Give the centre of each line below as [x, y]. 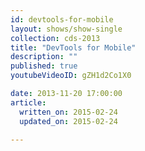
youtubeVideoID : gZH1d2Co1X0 [71, 76]
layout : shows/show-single [66, 29]
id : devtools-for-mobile [62, 19]
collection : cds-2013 [55, 38]
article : [28, 102]
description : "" [44, 57]
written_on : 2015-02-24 [68, 112]
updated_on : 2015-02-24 [68, 121]
